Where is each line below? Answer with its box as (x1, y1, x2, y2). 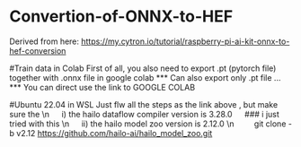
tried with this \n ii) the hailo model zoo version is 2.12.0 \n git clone (9, 118, 287, 129)
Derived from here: (9, 36, 79, 47)
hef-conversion (9, 45, 66, 56)
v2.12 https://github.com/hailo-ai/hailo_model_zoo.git (16, 127, 213, 138)
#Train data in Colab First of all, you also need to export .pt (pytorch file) (9, 63, 277, 73)
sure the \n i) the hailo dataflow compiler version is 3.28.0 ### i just (9, 108, 280, 119)
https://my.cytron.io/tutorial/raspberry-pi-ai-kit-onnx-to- (80, 36, 290, 47)
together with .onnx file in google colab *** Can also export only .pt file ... (9, 72, 281, 82)
